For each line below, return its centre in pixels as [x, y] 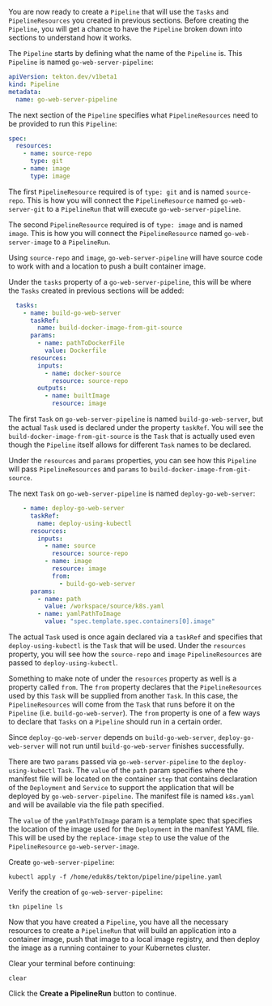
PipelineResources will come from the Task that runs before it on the [122, 704]
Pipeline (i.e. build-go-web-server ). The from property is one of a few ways [134, 713]
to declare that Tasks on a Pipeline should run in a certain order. [115, 722]
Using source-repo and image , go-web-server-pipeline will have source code [136, 257]
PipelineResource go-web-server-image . [74, 846]
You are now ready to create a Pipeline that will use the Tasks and [119, 12]
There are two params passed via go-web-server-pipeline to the [114, 761]
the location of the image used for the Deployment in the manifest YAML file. [134, 829]
